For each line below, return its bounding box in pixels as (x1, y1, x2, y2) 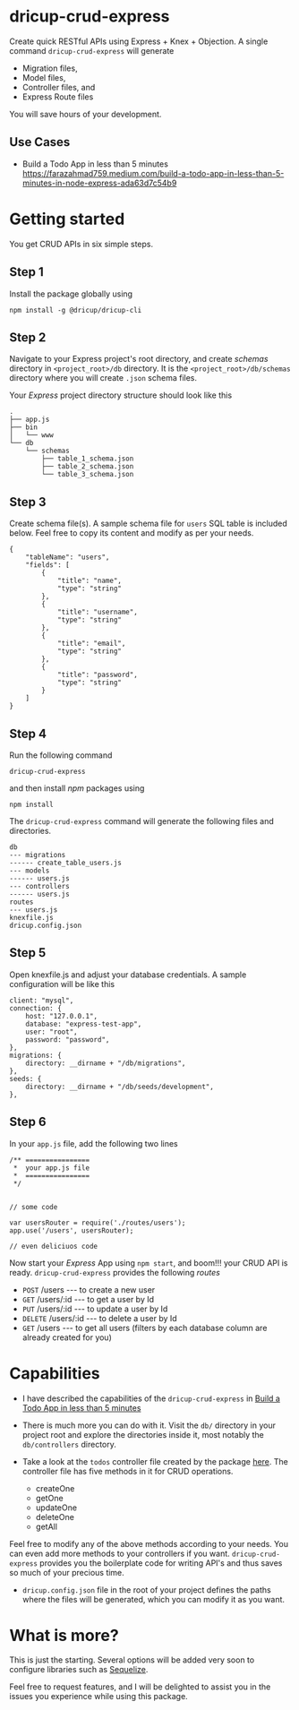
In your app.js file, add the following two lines (9, 1138, 178, 1148)
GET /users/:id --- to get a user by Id (21, 1293, 155, 1304)
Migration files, (21, 63, 78, 73)
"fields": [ (25, 561, 70, 570)
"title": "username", (56, 607, 139, 617)
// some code (9, 1202, 58, 1211)
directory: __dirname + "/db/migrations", (25, 1059, 186, 1068)
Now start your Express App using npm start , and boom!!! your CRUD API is (9, 1257, 288, 1268)
